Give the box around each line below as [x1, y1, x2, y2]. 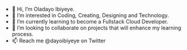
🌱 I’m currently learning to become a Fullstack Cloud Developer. [11, 18, 169, 25]
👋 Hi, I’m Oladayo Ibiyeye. [11, 6, 75, 12]
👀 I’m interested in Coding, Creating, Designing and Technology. [11, 12, 169, 19]
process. [11, 31, 34, 38]
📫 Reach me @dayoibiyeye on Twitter [11, 37, 106, 44]
